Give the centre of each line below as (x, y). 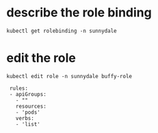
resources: (31, 106)
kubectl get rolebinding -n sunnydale (62, 31)
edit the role (41, 58)
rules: (19, 88)
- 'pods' (28, 112)
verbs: (25, 118)
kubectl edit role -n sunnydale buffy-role (69, 76)
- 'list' (28, 124)
